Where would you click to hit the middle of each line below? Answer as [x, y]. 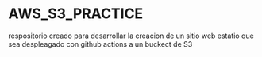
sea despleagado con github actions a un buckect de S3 [100, 44]
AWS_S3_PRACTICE [76, 14]
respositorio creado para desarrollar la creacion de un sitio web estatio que [131, 36]
